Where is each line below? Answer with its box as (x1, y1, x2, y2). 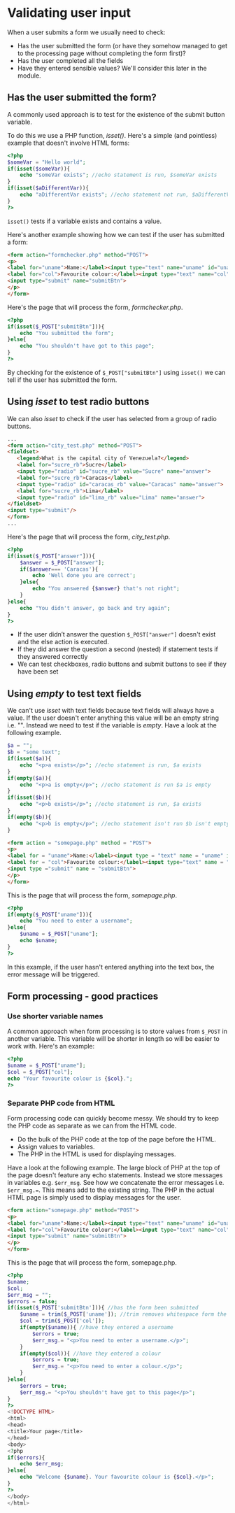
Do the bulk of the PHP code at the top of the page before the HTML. (17, 1135, 217, 1143)
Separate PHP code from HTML (7, 1098, 115, 1108)
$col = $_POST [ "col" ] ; (7, 1069, 73, 1076)
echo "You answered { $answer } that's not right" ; (32, 585, 180, 592)
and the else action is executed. (17, 638, 110, 646)
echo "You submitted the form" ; (20, 329, 114, 336)
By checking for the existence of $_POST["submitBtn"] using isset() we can (7, 368, 226, 376)
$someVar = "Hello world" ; (7, 159, 86, 166)
